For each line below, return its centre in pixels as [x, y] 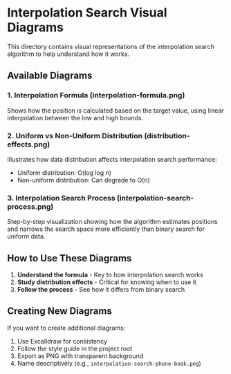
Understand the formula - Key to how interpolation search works [110, 275]
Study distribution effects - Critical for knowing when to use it [107, 282]
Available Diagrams [50, 76]
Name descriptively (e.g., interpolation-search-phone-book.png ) [109, 363]
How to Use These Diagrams [70, 258]
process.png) [30, 207]
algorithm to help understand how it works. [68, 54]
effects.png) [29, 144]
